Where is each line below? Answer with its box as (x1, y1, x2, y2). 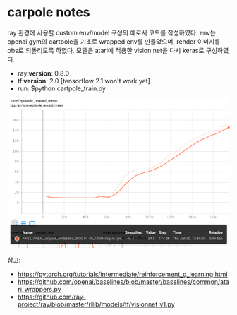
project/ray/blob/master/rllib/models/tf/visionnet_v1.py (17, 299, 175, 308)
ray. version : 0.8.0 (17, 69, 70, 78)
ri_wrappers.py (17, 285, 61, 293)
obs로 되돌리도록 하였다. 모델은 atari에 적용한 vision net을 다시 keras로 (7, 46, 205, 54)
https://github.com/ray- (17, 292, 86, 301)
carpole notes (7, 4, 90, 20)
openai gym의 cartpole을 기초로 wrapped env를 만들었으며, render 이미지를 (7, 37, 221, 46)
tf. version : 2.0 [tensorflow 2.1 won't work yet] (17, 76, 150, 85)
